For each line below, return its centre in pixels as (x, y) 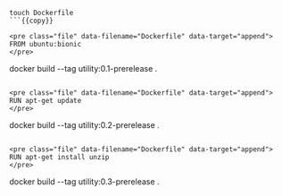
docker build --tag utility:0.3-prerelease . (84, 182)
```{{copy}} (31, 21)
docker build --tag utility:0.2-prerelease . (85, 125)
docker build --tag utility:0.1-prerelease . (83, 68)
